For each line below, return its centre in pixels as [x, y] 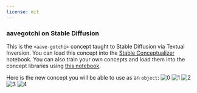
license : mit [23, 12]
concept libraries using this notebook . [54, 66]
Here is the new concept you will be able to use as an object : [83, 77]
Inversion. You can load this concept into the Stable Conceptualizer [91, 53]
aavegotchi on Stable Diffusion [53, 33]
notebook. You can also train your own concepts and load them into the [96, 59]
